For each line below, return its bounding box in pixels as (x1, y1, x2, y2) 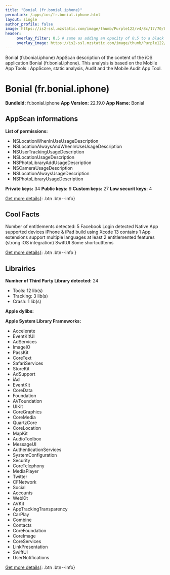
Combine (12, 517, 32, 523)
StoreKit (12, 366, 30, 372)
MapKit (12, 430, 28, 437)
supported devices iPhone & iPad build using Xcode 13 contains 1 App (5, 229, 151, 235)
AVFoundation (12, 398, 42, 404)
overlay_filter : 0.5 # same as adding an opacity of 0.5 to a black (16, 36, 164, 41)
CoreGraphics (12, 409, 42, 415)
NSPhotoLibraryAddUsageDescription (12, 159, 92, 166)
